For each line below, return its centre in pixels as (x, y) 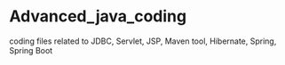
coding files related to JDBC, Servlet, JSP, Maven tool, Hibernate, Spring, (143, 41)
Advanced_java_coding (98, 16)
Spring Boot (31, 50)
